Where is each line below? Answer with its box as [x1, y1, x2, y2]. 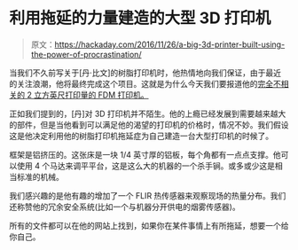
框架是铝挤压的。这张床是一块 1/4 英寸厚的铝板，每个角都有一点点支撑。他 [9, 149, 281, 160]
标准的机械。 [16, 171, 64, 182]
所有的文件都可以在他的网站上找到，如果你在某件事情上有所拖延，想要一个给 [9, 220, 289, 230]
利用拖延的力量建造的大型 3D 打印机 [9, 8, 271, 28]
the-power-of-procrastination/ [30, 49, 142, 59]
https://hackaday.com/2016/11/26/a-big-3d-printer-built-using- [54, 39, 286, 50]
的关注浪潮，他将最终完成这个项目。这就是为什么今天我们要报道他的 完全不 [9, 78, 281, 89]
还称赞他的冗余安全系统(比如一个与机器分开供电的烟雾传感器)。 [9, 201, 241, 212]
